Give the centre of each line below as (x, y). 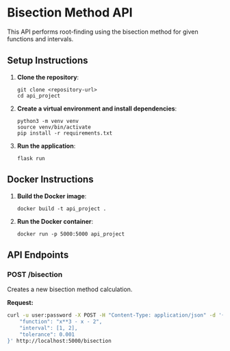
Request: (20, 303)
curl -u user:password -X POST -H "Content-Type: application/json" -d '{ (116, 315)
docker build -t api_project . (62, 208)
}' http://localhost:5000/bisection (59, 341)
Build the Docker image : (52, 196)
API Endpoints (38, 254)
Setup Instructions (48, 61)
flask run (31, 158)
